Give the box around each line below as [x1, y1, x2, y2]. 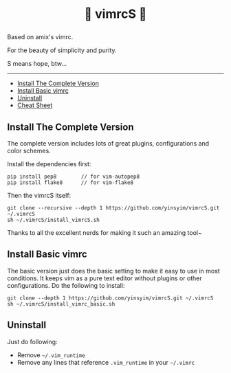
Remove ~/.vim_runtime [16, 350, 86, 359]
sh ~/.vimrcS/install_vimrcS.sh [7, 216, 100, 223]
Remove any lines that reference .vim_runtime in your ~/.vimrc [16, 358, 195, 366]
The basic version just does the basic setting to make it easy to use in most [7, 267, 220, 275]
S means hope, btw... [7, 60, 67, 68]
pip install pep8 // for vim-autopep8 [7, 173, 140, 180]
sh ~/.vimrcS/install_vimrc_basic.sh [7, 300, 115, 308]
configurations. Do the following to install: [7, 281, 125, 289]
